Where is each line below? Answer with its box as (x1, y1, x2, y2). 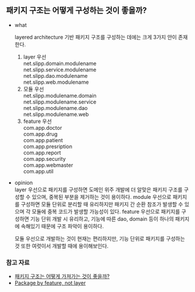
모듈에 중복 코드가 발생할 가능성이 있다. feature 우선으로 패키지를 (32, 208, 180, 215)
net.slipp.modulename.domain (23, 92, 97, 99)
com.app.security (23, 155, 66, 162)
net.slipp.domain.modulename (23, 60, 97, 67)
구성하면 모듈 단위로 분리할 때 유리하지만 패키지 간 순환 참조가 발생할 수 (20, 201, 183, 208)
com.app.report (23, 149, 61, 156)
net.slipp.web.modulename (23, 78, 89, 85)
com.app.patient (23, 136, 63, 143)
